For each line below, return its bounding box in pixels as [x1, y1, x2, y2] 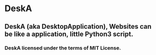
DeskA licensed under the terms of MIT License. [4, 44, 121, 51]
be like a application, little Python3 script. [4, 30, 134, 38]
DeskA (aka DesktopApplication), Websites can [4, 22, 152, 31]
